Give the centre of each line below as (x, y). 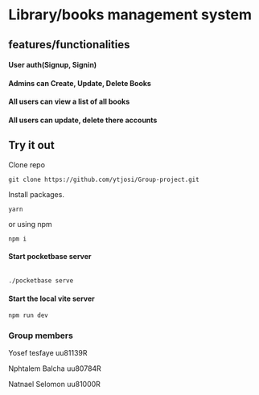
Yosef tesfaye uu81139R (48, 353)
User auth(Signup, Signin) (53, 65)
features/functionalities (69, 45)
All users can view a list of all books (69, 101)
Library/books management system (130, 15)
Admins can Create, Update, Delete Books (80, 83)
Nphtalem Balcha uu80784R (55, 368)
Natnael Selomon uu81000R (54, 385)
